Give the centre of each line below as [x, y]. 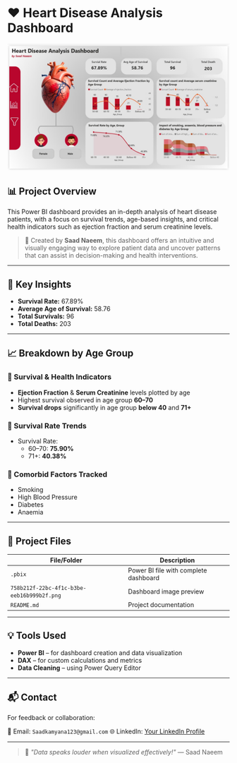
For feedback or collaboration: [51, 718]
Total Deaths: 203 [44, 324]
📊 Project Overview [52, 191]
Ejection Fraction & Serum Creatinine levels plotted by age [104, 392]
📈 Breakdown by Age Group [71, 353]
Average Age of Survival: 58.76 [64, 309]
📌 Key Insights [39, 284]
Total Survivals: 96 [46, 316]
